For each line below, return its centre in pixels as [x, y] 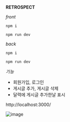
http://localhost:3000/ [28, 105]
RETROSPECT [20, 7]
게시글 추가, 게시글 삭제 [36, 88]
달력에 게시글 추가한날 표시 [39, 95]
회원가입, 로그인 [28, 82]
